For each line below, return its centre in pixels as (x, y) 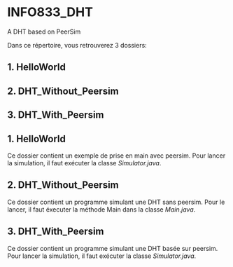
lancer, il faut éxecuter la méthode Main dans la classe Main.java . (101, 209)
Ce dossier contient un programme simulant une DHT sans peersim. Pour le (116, 202)
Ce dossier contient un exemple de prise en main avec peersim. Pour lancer (116, 156)
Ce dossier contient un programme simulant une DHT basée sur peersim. (113, 248)
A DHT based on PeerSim (44, 32)
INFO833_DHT (50, 12)
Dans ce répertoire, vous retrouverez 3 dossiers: (77, 45)
